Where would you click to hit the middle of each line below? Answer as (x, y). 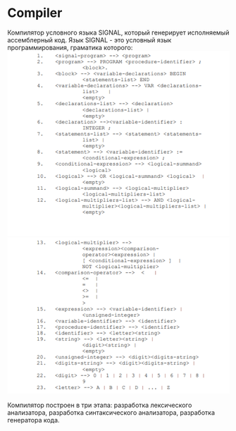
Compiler (35, 13)
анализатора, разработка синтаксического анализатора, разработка (111, 412)
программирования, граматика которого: (70, 47)
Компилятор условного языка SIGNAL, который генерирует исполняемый (118, 32)
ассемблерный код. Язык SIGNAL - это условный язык (89, 40)
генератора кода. (33, 420)
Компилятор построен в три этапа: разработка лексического (100, 405)
